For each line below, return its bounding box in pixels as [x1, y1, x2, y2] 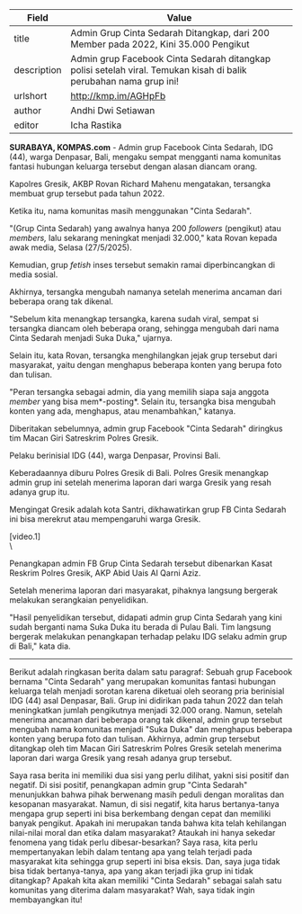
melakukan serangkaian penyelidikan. [9, 595, 149, 605]
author [13, 104, 42, 116]
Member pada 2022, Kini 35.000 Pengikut [70, 38, 250, 50]
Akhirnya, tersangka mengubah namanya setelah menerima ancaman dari [9, 287, 282, 297]
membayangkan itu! [9, 894, 83, 905]
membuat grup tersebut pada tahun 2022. [9, 188, 165, 199]
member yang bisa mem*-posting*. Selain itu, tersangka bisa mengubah [9, 396, 276, 407]
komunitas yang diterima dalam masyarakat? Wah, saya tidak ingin [9, 885, 255, 895]
